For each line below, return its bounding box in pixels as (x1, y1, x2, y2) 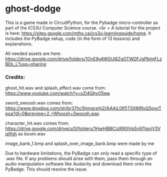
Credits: (5, 73, 25, 80)
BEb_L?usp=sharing (5, 61, 46, 67)
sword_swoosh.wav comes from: (5, 100, 73, 106)
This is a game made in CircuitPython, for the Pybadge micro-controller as (5, 19, 158, 25)
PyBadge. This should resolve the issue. (5, 166, 88, 172)
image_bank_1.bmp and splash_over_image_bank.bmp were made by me (5, 140, 154, 146)
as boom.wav (18, 131, 46, 137)
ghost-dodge (5, 3, 61, 14)
